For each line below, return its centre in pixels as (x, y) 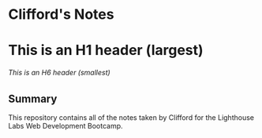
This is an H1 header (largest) (106, 51)
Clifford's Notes (61, 15)
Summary (33, 98)
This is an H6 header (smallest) (59, 72)
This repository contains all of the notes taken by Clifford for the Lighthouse (131, 118)
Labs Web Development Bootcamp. (66, 126)
